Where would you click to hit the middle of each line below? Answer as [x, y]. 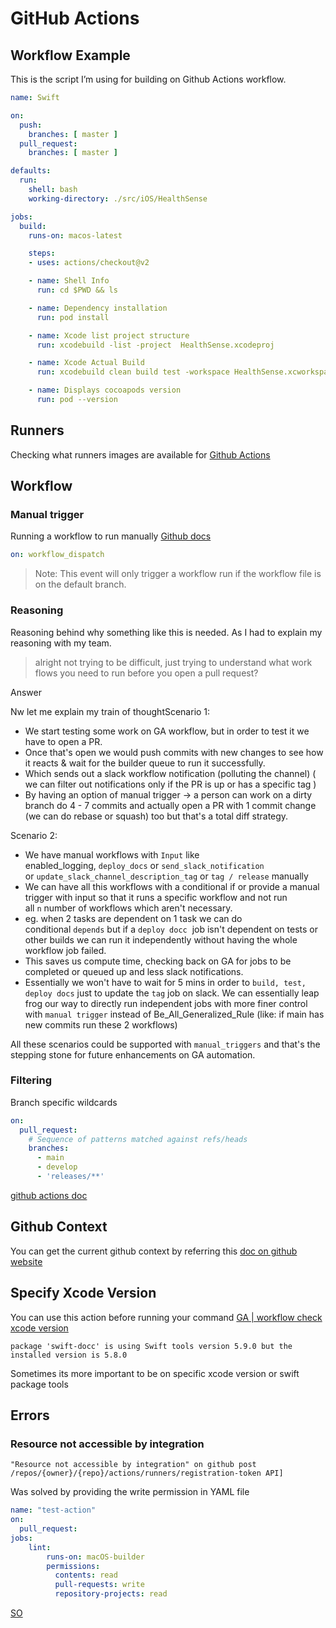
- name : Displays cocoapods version [105, 390]
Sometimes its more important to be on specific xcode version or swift [155, 1373]
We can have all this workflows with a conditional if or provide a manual [172, 886]
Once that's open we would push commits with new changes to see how [174, 752]
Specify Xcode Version [83, 1293]
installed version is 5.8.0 [69, 1355]
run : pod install [73, 317]
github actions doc [49, 1195]
